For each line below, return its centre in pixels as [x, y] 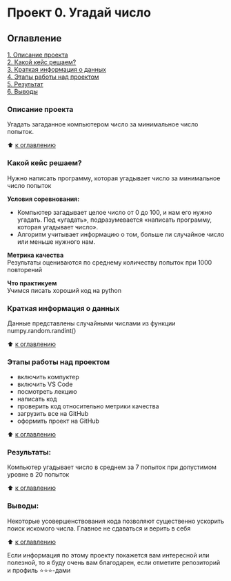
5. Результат [25, 84]
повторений [25, 269]
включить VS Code [45, 384]
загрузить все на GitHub [53, 414]
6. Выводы [22, 92]
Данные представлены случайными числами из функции [91, 323]
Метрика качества [36, 255]
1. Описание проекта [38, 55]
